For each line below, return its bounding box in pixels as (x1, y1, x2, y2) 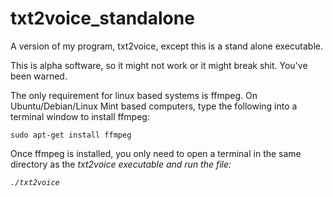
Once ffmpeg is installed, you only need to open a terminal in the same (10, 147, 302, 159)
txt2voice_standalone (10, 7, 195, 30)
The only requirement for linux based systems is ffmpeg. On (10, 89, 258, 101)
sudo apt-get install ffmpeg (10, 130, 132, 140)
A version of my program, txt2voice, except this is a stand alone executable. (10, 40, 323, 52)
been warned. (10, 70, 68, 82)
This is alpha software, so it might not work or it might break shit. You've (10, 59, 308, 71)
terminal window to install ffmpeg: (10, 110, 150, 122)
